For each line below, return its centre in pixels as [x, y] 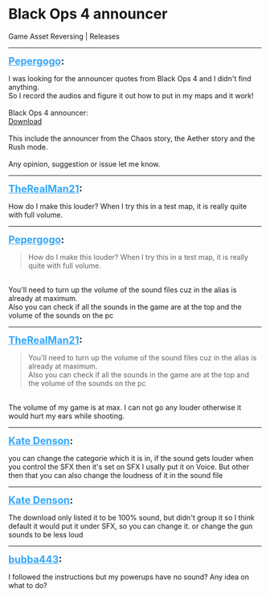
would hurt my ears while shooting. [66, 416]
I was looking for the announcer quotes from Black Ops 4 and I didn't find [130, 78]
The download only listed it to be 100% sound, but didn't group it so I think [131, 517]
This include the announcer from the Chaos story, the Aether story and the [132, 138]
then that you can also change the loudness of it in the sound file [116, 475]
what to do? [28, 585]
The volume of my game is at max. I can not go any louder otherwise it [125, 407]
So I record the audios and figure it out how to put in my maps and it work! [131, 95]
